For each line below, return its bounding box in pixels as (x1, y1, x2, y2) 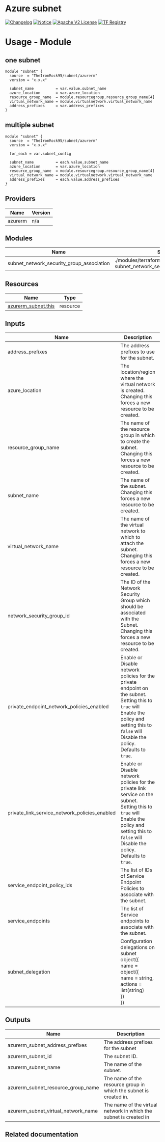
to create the (120, 438, 150, 445)
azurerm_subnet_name (7, 1064, 60, 1071)
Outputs (5, 1016, 31, 1024)
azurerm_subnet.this (7, 303, 55, 309)
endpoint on (120, 685, 148, 692)
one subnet (5, 56, 41, 64)
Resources (5, 279, 39, 288)
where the (120, 375, 144, 381)
